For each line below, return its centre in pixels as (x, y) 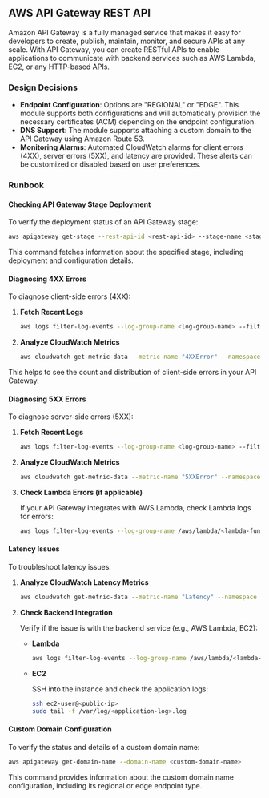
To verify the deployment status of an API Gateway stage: (103, 222)
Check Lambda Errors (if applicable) (81, 493)
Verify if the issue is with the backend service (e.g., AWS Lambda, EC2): (139, 627)
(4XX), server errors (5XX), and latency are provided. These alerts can (136, 156)
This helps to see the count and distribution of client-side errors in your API (132, 373)
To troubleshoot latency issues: (60, 567)
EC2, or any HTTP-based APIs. (59, 66)
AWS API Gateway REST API (79, 13)
